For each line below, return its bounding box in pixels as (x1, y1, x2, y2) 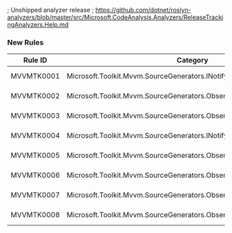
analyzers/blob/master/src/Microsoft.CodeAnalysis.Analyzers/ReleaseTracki (7, 13, 224, 21)
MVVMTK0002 (10, 91, 60, 101)
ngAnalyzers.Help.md (7, 21, 69, 28)
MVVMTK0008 (10, 210, 60, 220)
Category (176, 55, 209, 65)
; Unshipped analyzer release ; (7, 6, 95, 14)
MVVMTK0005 (10, 151, 60, 161)
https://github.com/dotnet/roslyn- (95, 6, 191, 14)
